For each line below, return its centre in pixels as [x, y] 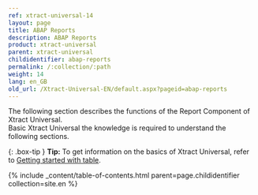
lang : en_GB [28, 81]
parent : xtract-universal [50, 52]
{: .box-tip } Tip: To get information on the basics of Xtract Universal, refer [129, 152]
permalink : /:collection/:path [60, 67]
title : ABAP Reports [42, 30]
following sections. [39, 137]
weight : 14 [26, 74]
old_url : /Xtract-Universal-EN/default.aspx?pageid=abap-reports [118, 89]
